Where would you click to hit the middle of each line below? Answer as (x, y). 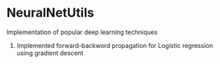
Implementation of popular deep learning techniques (82, 32)
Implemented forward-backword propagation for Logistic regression (115, 45)
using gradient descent (50, 53)
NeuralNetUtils (51, 13)
